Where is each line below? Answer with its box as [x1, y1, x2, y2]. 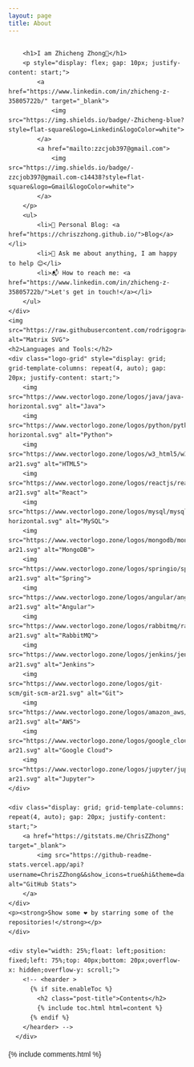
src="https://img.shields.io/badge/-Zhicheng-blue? [8, 116, 184, 124]
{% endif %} [29, 1014, 70, 1022]
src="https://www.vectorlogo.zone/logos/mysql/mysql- [8, 507, 192, 516]
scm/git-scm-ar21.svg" [8, 689, 84, 697]
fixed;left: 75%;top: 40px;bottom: [8, 956, 127, 964]
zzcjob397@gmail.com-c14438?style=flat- [8, 173, 146, 181]
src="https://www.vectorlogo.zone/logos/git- [8, 680, 163, 688]
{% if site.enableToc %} [29, 985, 113, 993]
